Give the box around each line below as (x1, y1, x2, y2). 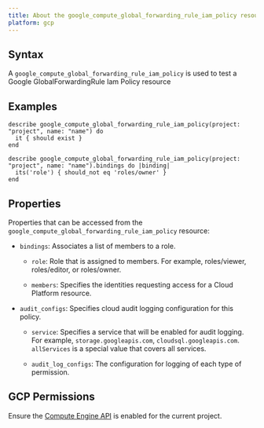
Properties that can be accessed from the (8, 218, 143, 227)
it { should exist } (15, 134, 82, 142)
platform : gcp (8, 19, 55, 27)
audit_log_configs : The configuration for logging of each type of (31, 359, 242, 368)
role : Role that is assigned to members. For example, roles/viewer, (31, 256, 247, 265)
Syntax (8, 48, 44, 61)
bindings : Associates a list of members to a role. (19, 241, 176, 251)
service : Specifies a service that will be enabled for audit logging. (31, 327, 244, 336)
